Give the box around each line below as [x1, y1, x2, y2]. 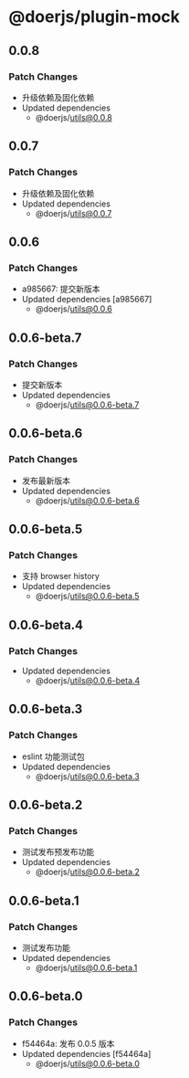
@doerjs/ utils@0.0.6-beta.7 [35, 399, 140, 410]
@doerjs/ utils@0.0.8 [35, 111, 113, 122]
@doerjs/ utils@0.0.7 [35, 207, 112, 218]
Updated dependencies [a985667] [21, 294, 152, 305]
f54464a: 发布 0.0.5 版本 [21, 1038, 115, 1049]
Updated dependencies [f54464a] [21, 1048, 152, 1059]
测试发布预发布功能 [21, 847, 95, 858]
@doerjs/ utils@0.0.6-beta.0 [35, 1058, 141, 1069]
